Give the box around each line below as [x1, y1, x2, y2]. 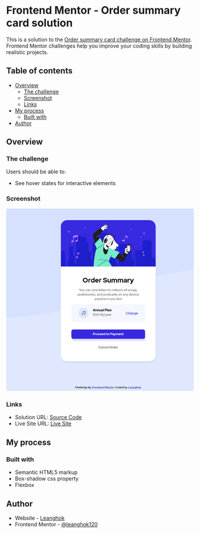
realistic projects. [6, 48, 49, 55]
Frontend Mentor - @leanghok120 [14, 520, 98, 527]
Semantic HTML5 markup [14, 469, 78, 476]
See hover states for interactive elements [14, 180, 116, 187]
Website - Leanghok [14, 514, 65, 521]
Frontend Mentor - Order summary [6, 4, 181, 17]
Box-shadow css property [14, 475, 79, 482]
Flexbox [14, 482, 35, 489]
